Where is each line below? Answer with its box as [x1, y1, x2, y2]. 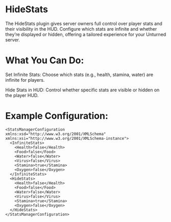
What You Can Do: [5, 55, 84, 66]
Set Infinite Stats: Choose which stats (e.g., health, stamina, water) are [5, 71, 154, 78]
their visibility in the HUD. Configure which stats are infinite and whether [5, 26, 157, 32]
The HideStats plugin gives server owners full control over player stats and [5, 20, 162, 27]
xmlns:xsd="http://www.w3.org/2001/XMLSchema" [5, 131, 106, 136]
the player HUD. [5, 92, 39, 98]
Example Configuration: [5, 110, 109, 122]
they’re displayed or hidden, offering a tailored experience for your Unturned [5, 31, 166, 37]
